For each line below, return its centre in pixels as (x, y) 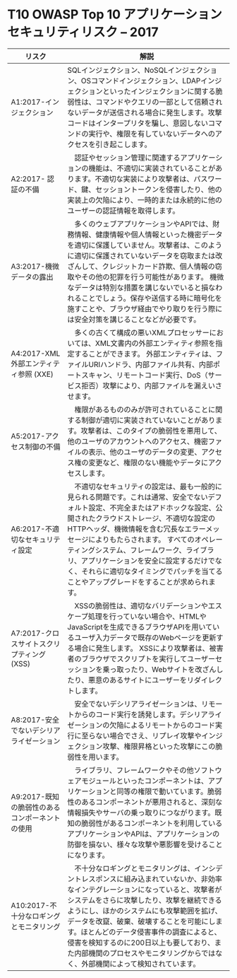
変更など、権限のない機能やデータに (148, 462)
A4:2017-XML (36, 353)
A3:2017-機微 (35, 266)
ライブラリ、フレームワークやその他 (134, 770)
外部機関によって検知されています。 (141, 964)
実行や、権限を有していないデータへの (152, 134)
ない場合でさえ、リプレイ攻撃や (149, 735)
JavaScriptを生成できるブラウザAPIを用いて (140, 627)
